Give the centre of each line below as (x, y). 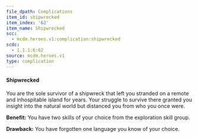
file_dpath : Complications (39, 12)
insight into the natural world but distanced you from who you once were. (96, 106)
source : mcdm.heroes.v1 (36, 56)
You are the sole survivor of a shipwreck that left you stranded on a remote (98, 93)
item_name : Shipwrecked (36, 28)
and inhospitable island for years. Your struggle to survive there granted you (99, 100)
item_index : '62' (28, 23)
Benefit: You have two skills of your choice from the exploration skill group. (98, 117)
